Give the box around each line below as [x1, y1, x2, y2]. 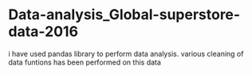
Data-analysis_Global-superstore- [8, 6, 241, 24]
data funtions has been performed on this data [8, 57, 162, 67]
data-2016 [8, 22, 78, 41]
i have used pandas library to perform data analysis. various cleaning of [8, 49, 244, 58]
